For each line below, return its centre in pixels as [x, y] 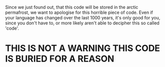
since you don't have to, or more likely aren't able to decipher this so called [82, 23]
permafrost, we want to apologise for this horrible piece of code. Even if [79, 12]
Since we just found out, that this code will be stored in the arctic [72, 7]
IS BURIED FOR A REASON [60, 59]
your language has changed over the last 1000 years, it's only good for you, [83, 18]
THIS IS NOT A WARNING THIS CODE [83, 48]
